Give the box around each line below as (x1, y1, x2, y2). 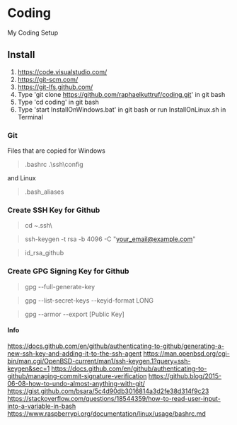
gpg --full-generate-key (24, 282, 96, 291)
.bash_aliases (24, 187, 64, 196)
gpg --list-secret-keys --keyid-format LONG (24, 296, 154, 305)
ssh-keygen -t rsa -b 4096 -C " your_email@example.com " (24, 235, 196, 243)
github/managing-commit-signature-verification (7, 371, 147, 380)
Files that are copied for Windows (7, 146, 106, 155)
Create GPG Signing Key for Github (7, 267, 129, 276)
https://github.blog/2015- (148, 371, 222, 380)
